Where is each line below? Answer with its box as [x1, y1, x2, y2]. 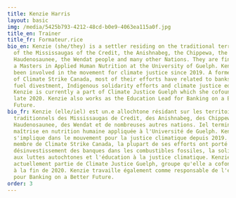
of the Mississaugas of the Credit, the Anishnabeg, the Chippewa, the [13, 50, 228, 57]
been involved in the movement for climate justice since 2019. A [13, 69, 212, 76]
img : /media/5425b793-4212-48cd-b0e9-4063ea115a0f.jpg [7, 23, 171, 30]
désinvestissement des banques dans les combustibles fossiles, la [13, 147, 216, 154]
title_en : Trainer [7, 29, 61, 37]
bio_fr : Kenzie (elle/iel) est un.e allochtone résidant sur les [7, 108, 202, 115]
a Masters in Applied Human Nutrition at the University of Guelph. [13, 62, 218, 70]
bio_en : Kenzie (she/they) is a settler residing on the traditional [7, 43, 216, 50]
